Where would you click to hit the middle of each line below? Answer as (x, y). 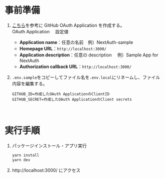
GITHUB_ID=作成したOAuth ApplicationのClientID (61, 94)
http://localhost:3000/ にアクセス (46, 170)
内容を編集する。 (30, 83)
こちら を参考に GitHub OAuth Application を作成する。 (68, 25)
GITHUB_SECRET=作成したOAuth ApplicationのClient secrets (72, 99)
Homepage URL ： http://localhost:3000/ (63, 48)
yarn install (26, 155)
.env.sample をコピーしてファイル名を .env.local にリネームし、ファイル (86, 77)
